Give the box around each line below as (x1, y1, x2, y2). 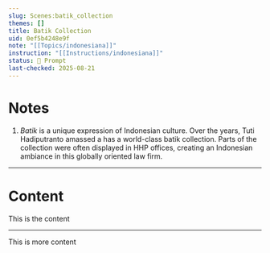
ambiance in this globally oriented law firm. (19, 151, 163, 161)
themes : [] (8, 19, 45, 27)
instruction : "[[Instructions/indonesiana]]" (8, 49, 163, 57)
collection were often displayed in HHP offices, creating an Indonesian (19, 143, 253, 152)
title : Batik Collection (8, 27, 92, 35)
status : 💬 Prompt (8, 57, 67, 65)
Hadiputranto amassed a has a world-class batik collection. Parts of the (19, 134, 257, 143)
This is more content (8, 237, 76, 247)
